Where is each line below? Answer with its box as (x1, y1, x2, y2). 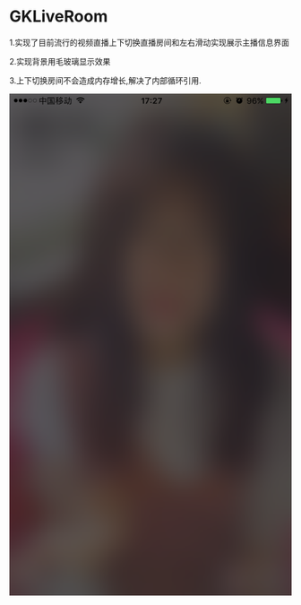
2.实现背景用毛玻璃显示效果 (9, 56, 111, 66)
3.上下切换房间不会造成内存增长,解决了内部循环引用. (9, 74, 202, 86)
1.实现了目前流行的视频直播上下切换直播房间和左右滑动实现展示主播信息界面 (9, 37, 289, 48)
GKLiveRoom (9, 6, 108, 27)
